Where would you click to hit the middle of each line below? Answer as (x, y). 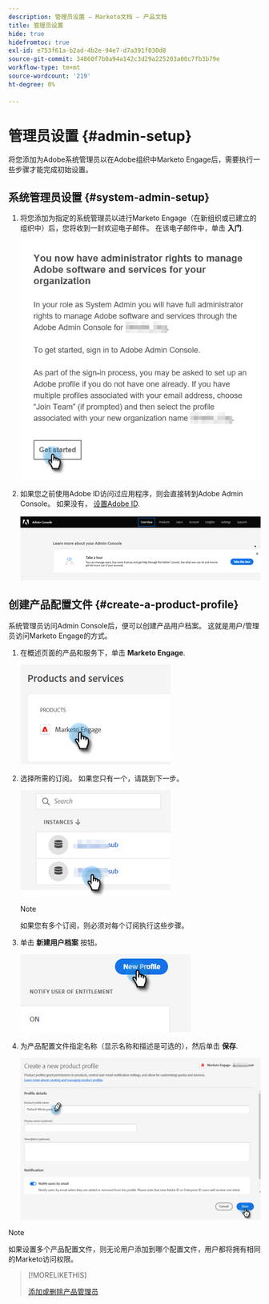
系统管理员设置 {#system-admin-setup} (109, 197)
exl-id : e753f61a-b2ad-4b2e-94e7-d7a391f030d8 (87, 51)
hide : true (26, 34)
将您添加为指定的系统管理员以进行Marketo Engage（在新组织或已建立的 (138, 218)
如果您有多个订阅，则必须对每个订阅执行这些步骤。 (104, 925)
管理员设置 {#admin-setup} (100, 136)
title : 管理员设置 (36, 25)
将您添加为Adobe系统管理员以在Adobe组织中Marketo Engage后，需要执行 (131, 159)
